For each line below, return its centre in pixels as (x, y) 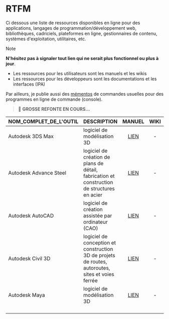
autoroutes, (97, 268)
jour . (11, 63)
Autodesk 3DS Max (31, 136)
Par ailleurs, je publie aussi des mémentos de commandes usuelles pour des (85, 94)
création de (97, 157)
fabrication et (99, 176)
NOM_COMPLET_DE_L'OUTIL (43, 121)
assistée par (98, 216)
